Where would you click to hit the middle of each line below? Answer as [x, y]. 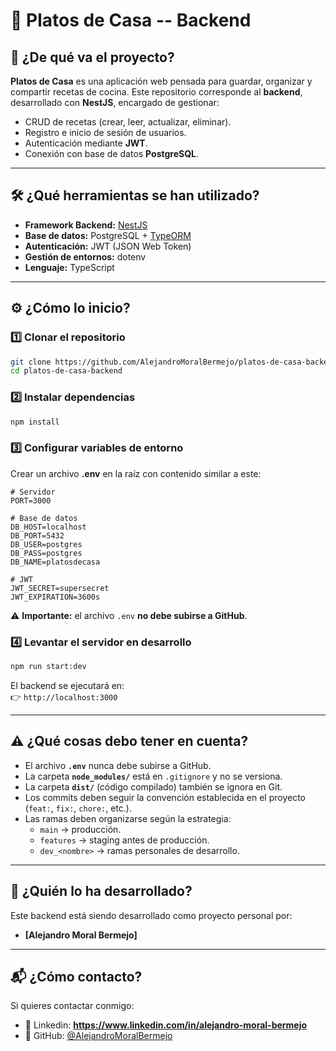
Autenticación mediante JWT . [86, 143]
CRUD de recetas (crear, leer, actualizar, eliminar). [128, 122]
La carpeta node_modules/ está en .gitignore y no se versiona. [153, 776]
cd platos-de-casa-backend [66, 371]
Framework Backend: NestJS [86, 225]
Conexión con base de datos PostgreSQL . [112, 153]
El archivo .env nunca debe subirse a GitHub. [118, 765]
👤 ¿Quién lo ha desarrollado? [101, 891]
